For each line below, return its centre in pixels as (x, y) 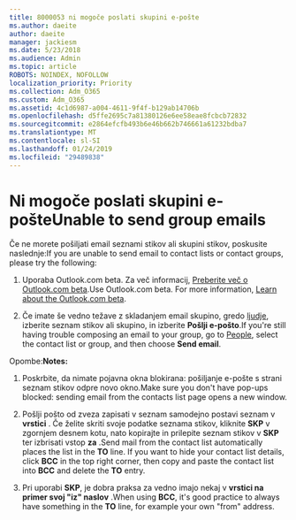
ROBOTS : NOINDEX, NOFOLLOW (59, 75)
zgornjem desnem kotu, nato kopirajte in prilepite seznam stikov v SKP (151, 433)
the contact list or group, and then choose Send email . (121, 344)
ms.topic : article (43, 67)
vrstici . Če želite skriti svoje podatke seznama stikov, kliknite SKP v (146, 424)
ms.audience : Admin (45, 58)
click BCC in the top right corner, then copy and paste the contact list (148, 462)
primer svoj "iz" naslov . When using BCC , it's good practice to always (151, 497)
